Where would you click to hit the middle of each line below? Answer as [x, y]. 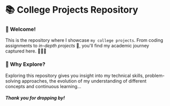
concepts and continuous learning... [43, 86]
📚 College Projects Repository [72, 10]
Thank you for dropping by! [35, 98]
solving [13, 81]
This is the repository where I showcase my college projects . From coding [84, 40]
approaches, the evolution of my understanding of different [84, 81]
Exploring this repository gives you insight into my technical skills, [75, 75]
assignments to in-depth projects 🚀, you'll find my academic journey [77, 46]
